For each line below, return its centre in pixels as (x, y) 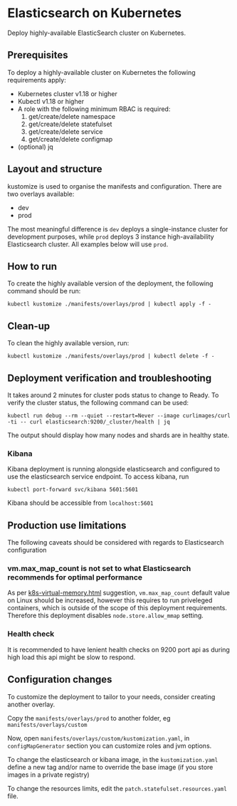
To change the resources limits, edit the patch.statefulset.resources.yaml (117, 788)
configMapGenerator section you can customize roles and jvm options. (110, 745)
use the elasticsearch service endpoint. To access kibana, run (98, 477)
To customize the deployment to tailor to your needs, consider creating (111, 696)
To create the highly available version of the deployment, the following (110, 283)
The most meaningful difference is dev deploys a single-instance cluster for (118, 229)
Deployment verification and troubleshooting (110, 378)
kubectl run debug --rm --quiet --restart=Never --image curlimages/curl (119, 416)
